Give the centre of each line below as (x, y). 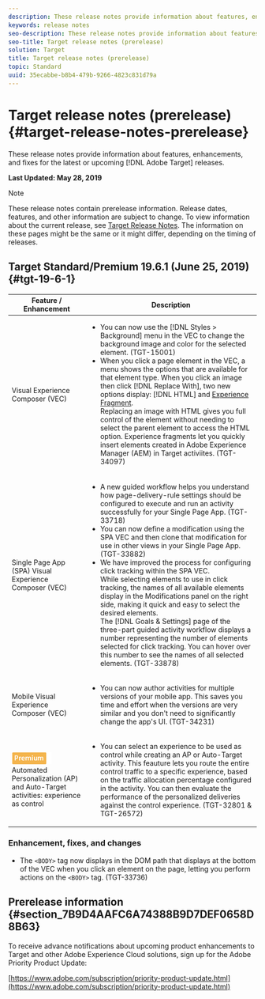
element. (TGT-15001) (138, 353)
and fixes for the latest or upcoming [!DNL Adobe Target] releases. (116, 162)
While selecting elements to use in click (164, 579)
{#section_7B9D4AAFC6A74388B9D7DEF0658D (131, 915)
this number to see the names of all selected (172, 655)
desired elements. (129, 612)
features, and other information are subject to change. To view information (129, 217)
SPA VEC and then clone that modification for (173, 537)
